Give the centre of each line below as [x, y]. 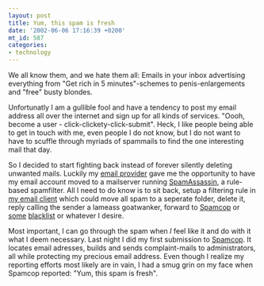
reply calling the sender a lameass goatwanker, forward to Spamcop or [124, 207]
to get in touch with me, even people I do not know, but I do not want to [124, 133]
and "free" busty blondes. [50, 92]
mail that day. [30, 149]
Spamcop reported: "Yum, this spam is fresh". [83, 273]
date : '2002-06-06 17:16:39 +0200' [67, 30]
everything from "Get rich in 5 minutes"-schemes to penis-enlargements [127, 83]
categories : [28, 45]
